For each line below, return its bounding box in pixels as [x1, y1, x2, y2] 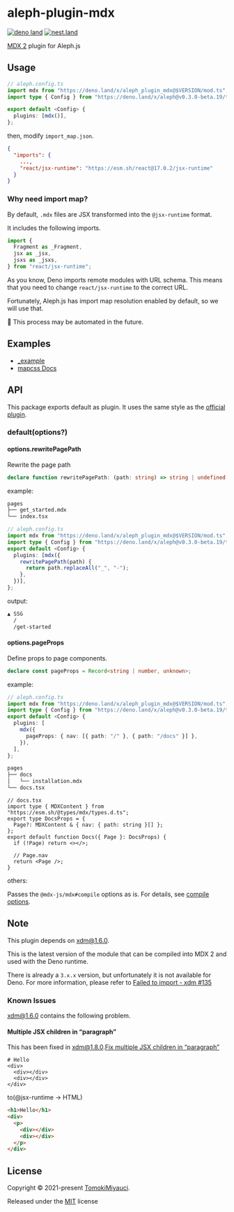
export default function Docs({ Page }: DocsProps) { [7, 833, 167, 840]
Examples [7, 338, 51, 350]
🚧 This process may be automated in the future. [7, 317, 144, 326]
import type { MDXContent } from [7, 802, 104, 810]
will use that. [7, 304, 44, 312]
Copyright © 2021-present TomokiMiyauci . [7, 1183, 130, 1192]
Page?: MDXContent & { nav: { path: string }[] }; [13, 821, 164, 828]
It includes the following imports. [7, 224, 101, 232]
